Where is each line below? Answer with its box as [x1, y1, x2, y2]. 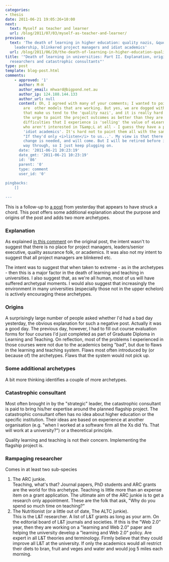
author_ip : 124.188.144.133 [18, 92, 78, 97]
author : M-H [18, 82, 44, 87]
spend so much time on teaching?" [12, 503, 85, 509]
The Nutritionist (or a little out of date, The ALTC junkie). [12, 508, 129, 514]
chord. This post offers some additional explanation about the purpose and [5, 209, 160, 215]
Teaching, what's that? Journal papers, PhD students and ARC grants [12, 481, 156, 487]
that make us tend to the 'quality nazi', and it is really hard [23, 110, 163, 116]
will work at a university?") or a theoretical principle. [5, 427, 113, 433]
